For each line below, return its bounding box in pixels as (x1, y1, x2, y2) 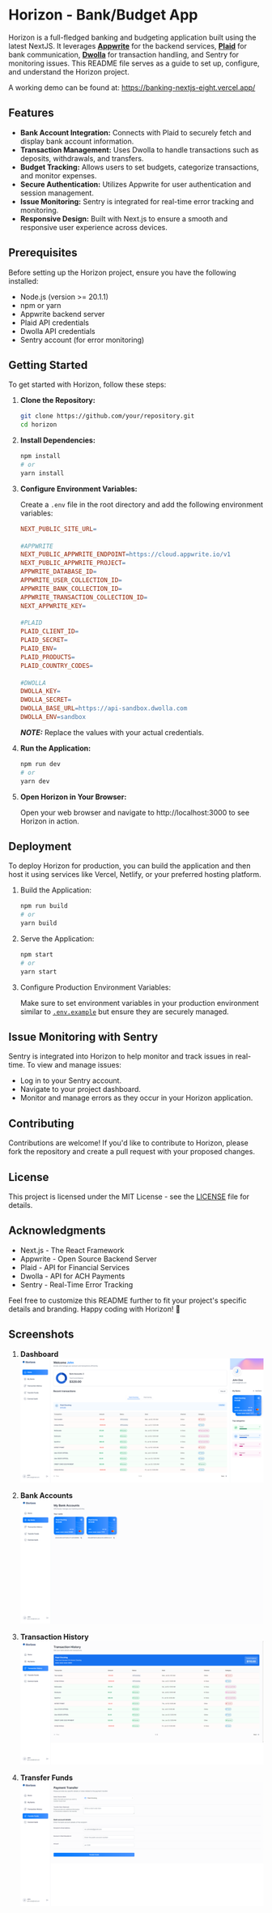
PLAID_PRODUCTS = (19, 653, 75, 661)
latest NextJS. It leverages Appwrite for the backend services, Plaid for (8, 41, 248, 50)
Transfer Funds (19, 1773, 74, 1782)
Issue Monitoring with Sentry (8, 1029, 159, 1043)
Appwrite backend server (19, 309, 105, 319)
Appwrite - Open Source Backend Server (19, 1254, 157, 1264)
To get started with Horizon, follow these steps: (8, 379, 167, 390)
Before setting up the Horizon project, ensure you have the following (8, 267, 236, 277)
